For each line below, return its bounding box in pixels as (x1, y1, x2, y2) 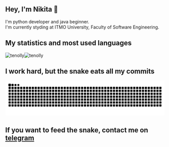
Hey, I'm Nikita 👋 (5, 5, 58, 14)
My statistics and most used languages (5, 39, 132, 47)
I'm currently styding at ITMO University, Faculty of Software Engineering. (5, 24, 159, 30)
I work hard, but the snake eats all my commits (5, 67, 155, 76)
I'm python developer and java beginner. (5, 18, 90, 24)
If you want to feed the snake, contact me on (5, 126, 148, 134)
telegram (5, 133, 34, 142)
